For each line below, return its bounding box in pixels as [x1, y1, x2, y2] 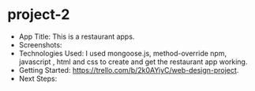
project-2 [7, 6, 70, 24]
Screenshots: [18, 40, 62, 49]
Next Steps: [18, 74, 58, 83]
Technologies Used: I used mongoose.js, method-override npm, [18, 48, 227, 58]
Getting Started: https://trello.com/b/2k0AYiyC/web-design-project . [18, 65, 239, 74]
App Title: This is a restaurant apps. [18, 32, 135, 41]
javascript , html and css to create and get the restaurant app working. [18, 57, 248, 66]
